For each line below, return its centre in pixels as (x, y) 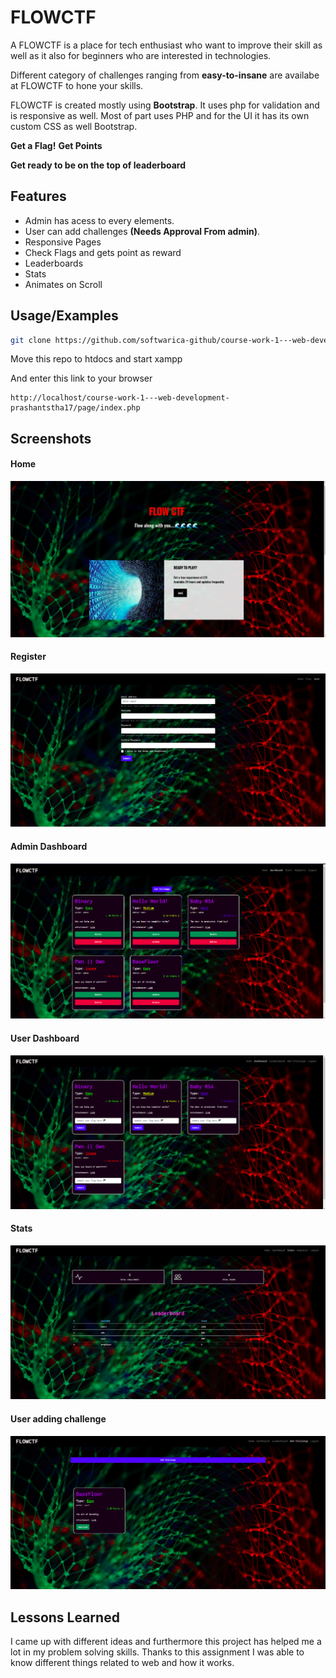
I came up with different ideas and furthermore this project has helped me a (166, 1642)
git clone (31, 340)
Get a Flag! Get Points (56, 145)
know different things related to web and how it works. (122, 1663)
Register (28, 657)
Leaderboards (54, 263)
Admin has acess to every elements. (99, 220)
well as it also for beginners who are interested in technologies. (141, 55)
